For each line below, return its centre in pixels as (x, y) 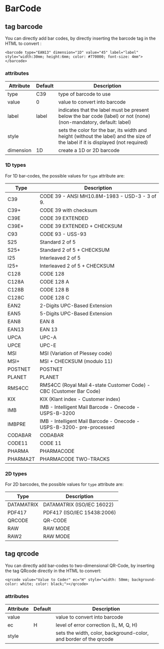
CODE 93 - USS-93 (63, 234)
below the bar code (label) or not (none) (104, 116)
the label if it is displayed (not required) (103, 142)
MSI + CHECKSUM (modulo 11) (76, 361)
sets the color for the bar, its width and (103, 130)
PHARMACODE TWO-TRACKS (75, 459)
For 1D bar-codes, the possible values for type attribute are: (65, 176)
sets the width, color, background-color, (102, 633)
